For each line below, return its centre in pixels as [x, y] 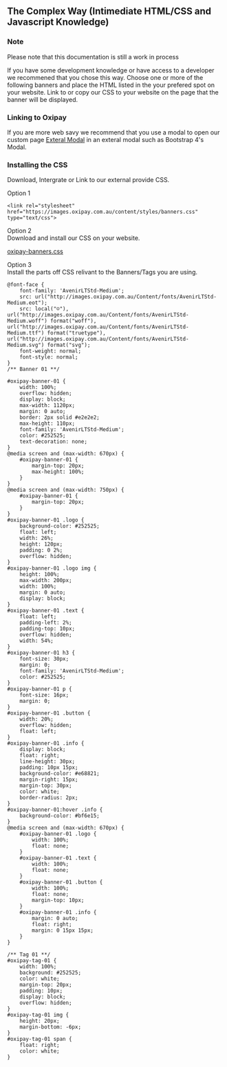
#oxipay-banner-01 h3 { [41, 653]
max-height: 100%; [58, 472]
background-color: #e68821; [60, 774]
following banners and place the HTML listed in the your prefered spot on [111, 85]
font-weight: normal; [50, 351]
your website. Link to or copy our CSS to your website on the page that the [113, 92]
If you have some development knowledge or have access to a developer [111, 70]
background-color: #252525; [60, 526]
